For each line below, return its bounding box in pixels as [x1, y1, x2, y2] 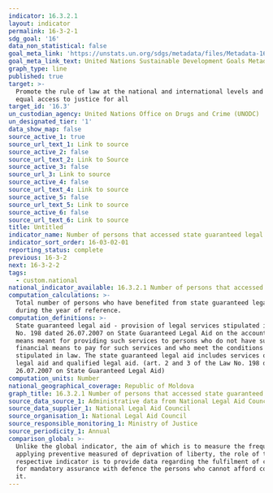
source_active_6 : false [8, 208, 89, 216]
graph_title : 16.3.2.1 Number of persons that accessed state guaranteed [8, 389, 264, 398]
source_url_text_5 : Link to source [8, 201, 129, 209]
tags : [8, 269, 27, 277]
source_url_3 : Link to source [8, 171, 111, 179]
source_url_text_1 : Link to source [8, 140, 129, 149]
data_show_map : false [8, 125, 82, 133]
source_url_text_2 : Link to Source [8, 155, 129, 163]
